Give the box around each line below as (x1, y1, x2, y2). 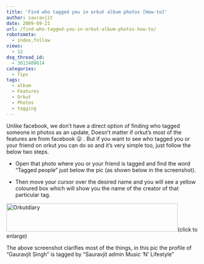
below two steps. (6, 148, 49, 155)
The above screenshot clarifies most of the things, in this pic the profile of (6, 244, 192, 251)
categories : (6, 65, 37, 72)
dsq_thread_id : (6, 54, 45, 60)
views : (6, 43, 23, 49)
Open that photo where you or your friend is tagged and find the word (15, 160, 191, 167)
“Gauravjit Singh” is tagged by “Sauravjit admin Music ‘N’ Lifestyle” (6, 251, 175, 258)
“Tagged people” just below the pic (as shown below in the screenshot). (15, 166, 196, 174)
